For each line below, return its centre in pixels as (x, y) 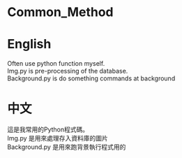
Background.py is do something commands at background (91, 78)
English (29, 44)
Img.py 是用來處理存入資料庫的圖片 (58, 138)
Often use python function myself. (56, 64)
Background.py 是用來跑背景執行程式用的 (67, 147)
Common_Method (60, 12)
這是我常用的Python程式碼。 (48, 129)
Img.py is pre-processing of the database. (68, 71)
